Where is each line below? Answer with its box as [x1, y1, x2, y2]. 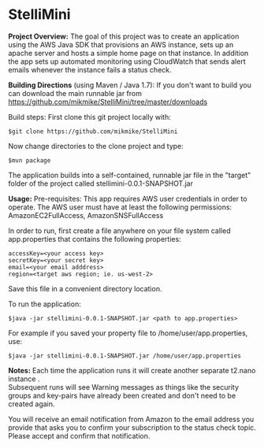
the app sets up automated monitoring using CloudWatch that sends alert [8, 57, 246, 66]
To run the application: [8, 299, 81, 309]
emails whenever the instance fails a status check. [8, 65, 172, 74]
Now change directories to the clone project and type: [8, 141, 184, 150]
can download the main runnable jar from [8, 88, 142, 98]
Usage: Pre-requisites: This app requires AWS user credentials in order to [8, 194, 247, 203]
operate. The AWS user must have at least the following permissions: [8, 202, 232, 212]
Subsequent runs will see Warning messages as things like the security [8, 382, 239, 391]
